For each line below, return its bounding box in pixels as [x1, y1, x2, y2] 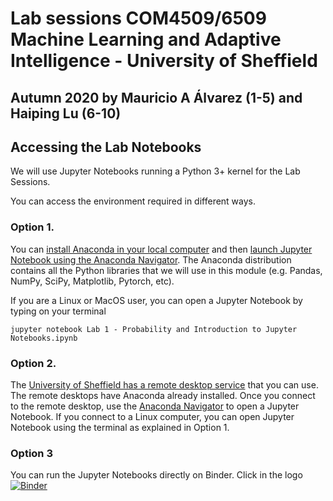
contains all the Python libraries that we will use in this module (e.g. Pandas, [10, 264, 323, 276]
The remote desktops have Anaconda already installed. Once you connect [10, 389, 316, 401]
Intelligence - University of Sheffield [10, 50, 318, 72]
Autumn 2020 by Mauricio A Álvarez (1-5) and [10, 89, 303, 106]
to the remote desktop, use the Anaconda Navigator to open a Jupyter [10, 400, 300, 412]
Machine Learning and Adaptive [10, 28, 282, 51]
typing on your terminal [10, 305, 107, 317]
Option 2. [10, 356, 57, 370]
